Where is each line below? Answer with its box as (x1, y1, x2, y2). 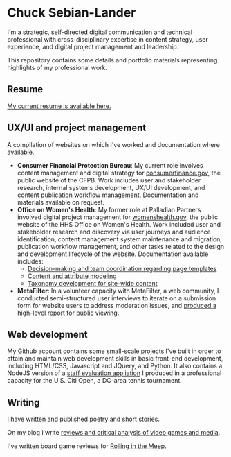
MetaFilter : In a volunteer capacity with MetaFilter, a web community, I (17, 286, 219, 295)
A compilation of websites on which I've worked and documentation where (7, 140, 220, 148)
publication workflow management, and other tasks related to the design (17, 242, 225, 250)
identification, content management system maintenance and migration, (17, 234, 223, 243)
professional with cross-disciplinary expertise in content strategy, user (7, 35, 209, 43)
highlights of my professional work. (7, 63, 108, 71)
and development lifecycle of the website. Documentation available (17, 250, 209, 258)
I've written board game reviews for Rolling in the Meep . (7, 442, 167, 450)
